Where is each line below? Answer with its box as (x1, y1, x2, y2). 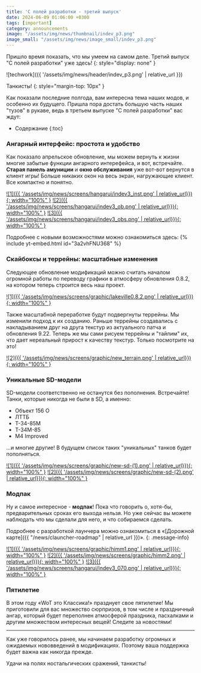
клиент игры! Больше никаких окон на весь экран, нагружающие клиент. (6, 172, 194, 179)
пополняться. (6, 450, 41, 458)
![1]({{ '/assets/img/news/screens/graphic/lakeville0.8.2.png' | (6, 293, 159, 300)
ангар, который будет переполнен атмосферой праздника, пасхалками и (6, 612, 194, 619)
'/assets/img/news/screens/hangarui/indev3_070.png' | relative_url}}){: (6, 565, 181, 572)
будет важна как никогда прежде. (6, 648, 93, 656)
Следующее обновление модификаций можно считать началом (6, 269, 170, 276)
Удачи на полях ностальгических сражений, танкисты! (6, 660, 147, 667)
